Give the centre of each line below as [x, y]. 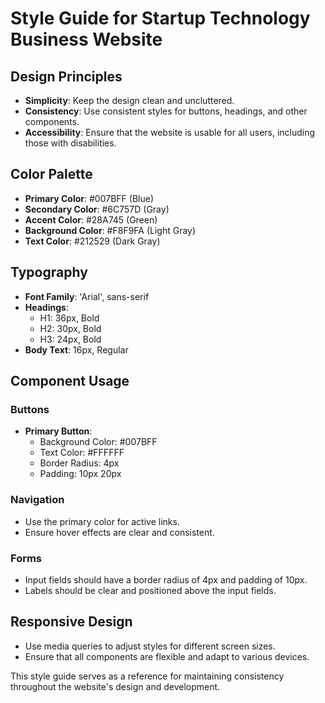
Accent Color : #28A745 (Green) [91, 219]
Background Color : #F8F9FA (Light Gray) [110, 230]
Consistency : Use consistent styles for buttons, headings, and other [166, 111]
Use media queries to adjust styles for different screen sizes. [150, 646]
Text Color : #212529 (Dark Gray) [92, 241]
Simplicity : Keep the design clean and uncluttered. [129, 100]
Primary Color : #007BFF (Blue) [89, 198]
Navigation [37, 500]
